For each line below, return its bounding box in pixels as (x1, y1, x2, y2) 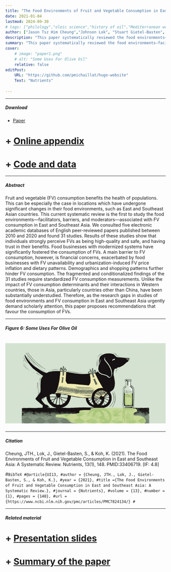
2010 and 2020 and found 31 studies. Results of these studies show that (5, 232, 157, 239)
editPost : (5, 67, 26, 72)
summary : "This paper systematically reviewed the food (5, 41, 126, 46)
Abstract (5, 182, 24, 188)
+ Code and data (5, 158, 77, 170)
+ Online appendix (5, 135, 84, 147)
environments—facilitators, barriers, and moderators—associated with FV (5, 216, 159, 223)
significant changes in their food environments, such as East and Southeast (5, 205, 164, 211)
